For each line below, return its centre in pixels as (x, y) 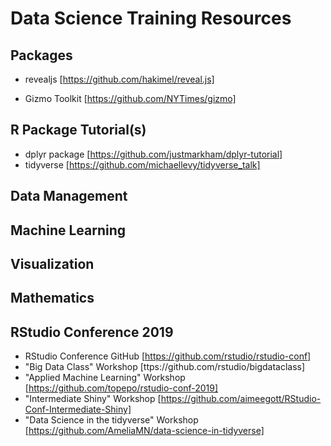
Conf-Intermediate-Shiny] (78, 409)
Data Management (69, 196)
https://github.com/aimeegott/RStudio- (241, 399)
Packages (41, 55)
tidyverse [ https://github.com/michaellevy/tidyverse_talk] (142, 164)
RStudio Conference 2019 (92, 332)
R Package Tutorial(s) (78, 130)
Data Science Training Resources (151, 18)
